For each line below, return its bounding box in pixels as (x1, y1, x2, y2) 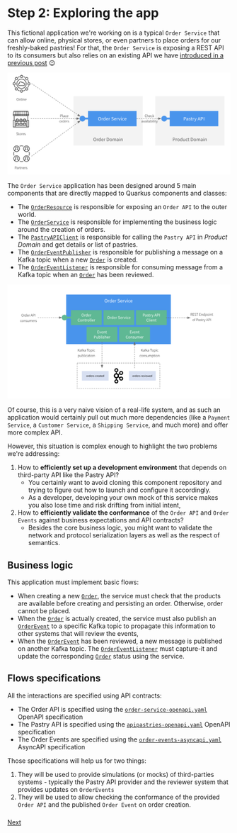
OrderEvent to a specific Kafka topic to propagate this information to (17, 622, 216, 630)
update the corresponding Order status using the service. (17, 652, 185, 661)
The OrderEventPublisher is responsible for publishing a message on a (17, 247, 224, 256)
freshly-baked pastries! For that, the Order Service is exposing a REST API (7, 43, 224, 52)
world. (17, 210, 37, 218)
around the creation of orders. (17, 225, 106, 233)
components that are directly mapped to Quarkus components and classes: (7, 189, 228, 197)
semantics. (28, 539, 60, 547)
